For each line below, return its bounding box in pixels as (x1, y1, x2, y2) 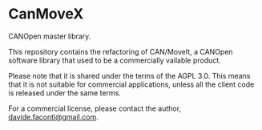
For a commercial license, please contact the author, (8, 104, 182, 113)
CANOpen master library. (8, 31, 91, 41)
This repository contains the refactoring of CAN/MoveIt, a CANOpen (8, 47, 234, 56)
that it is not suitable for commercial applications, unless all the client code (8, 79, 255, 89)
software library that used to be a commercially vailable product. (8, 55, 222, 65)
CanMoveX (8, 5, 84, 23)
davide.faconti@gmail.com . (8, 112, 99, 121)
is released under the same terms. (8, 87, 122, 97)
